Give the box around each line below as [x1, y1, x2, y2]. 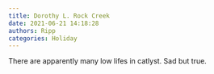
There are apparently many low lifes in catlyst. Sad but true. [8, 56, 208, 66]
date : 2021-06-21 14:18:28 [8, 19, 99, 27]
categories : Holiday [8, 34, 78, 43]
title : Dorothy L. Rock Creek [8, 11, 111, 20]
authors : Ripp [8, 27, 57, 35]
